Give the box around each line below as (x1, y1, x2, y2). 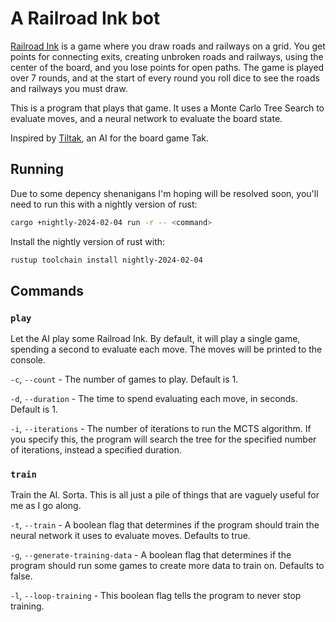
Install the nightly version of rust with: (10, 235, 166, 247)
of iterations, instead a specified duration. (10, 444, 183, 456)
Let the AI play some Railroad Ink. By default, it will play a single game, (10, 333, 301, 345)
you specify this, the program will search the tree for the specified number (10, 433, 317, 446)
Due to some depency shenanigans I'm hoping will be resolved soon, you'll (10, 187, 319, 199)
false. (10, 570, 33, 582)
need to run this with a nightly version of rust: (10, 198, 198, 210)
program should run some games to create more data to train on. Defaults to (10, 560, 325, 572)
